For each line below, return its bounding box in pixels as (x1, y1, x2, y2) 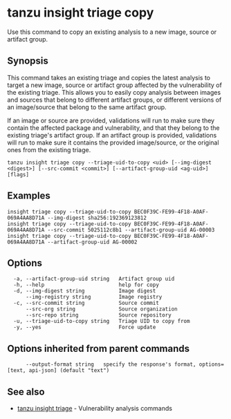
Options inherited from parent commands (7, 342, 190, 354)
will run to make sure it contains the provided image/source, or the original (7, 138, 219, 147)
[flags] (7, 171, 30, 178)
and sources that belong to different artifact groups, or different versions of (7, 95, 222, 104)
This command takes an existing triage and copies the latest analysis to (7, 73, 211, 82)
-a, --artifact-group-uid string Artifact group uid (13, 275, 175, 283)
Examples (7, 190, 50, 202)
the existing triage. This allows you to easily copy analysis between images (7, 88, 221, 96)
